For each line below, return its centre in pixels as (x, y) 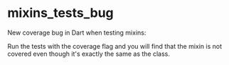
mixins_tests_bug (60, 13)
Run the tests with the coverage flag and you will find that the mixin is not (115, 46)
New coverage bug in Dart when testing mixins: (77, 32)
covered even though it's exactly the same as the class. (89, 54)
